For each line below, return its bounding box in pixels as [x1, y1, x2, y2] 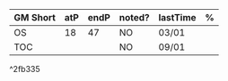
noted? [118, 12, 150, 23]
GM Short [13, 12, 57, 23]
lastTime [158, 12, 197, 23]
